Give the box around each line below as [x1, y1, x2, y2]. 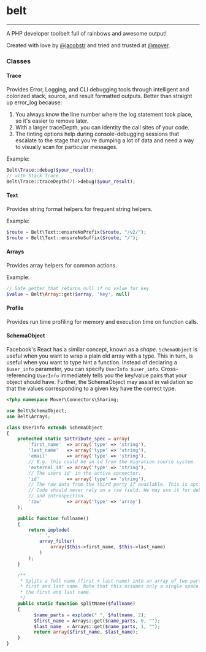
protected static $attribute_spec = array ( [17, 436, 131, 442]
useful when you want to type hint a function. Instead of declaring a [6, 359, 178, 366]
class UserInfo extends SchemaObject [6, 424, 103, 431]
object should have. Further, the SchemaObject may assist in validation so [6, 378, 193, 385]
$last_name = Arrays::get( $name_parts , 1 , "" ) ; [33, 623, 161, 629]
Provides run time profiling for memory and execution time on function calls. [6, 318, 199, 325]
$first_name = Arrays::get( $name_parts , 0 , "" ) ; [33, 618, 161, 624]
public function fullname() [17, 515, 89, 521]
